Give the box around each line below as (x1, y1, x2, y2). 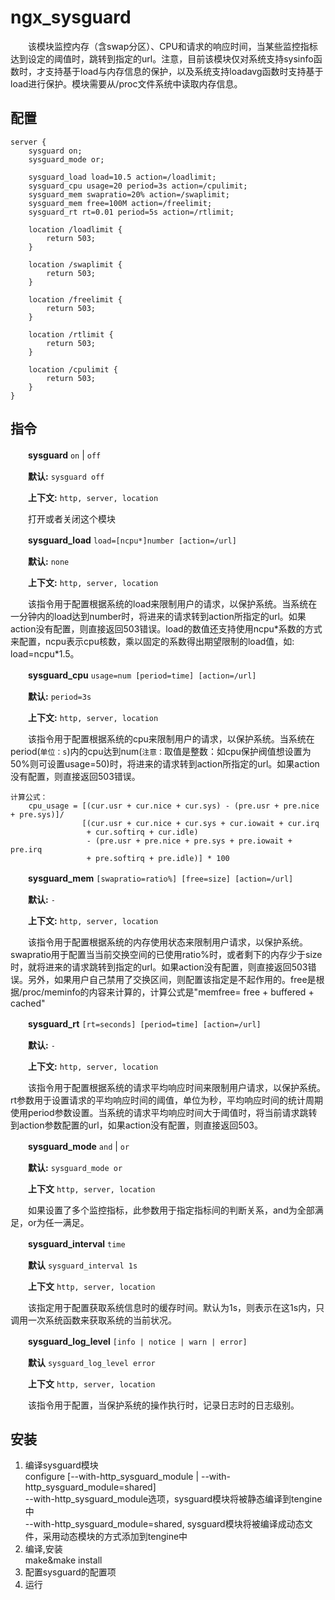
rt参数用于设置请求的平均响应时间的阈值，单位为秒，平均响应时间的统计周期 (10, 1094, 324, 1106)
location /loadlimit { (28, 224, 123, 235)
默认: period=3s (28, 690, 92, 702)
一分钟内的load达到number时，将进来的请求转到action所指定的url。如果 (10, 610, 307, 622)
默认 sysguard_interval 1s (28, 1259, 138, 1271)
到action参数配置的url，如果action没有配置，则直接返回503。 (10, 1119, 263, 1131)
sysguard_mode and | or (28, 1140, 130, 1152)
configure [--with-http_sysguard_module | (24, 1471, 200, 1483)
